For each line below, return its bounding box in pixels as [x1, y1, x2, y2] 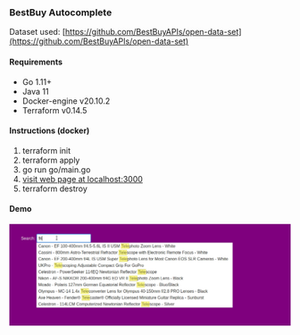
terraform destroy [21, 183, 87, 194]
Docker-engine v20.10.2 [21, 96, 111, 106]
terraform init [21, 145, 71, 155]
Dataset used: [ [9, 27, 66, 38]
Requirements [9, 56, 63, 67]
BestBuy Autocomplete [9, 6, 112, 19]
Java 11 [21, 86, 49, 96]
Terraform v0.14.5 [21, 105, 87, 115]
